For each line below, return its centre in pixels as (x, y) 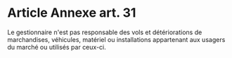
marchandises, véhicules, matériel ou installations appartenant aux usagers (116, 39)
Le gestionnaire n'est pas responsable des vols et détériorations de (105, 32)
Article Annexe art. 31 (72, 13)
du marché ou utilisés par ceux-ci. (57, 47)
